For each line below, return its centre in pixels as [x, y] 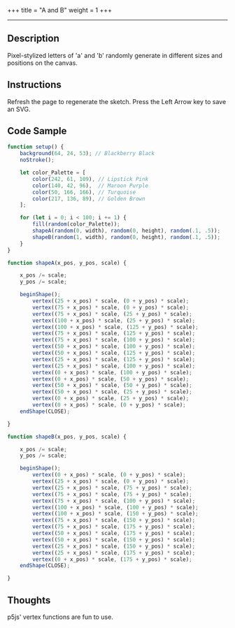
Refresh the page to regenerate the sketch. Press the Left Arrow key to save [117, 101]
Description [33, 39]
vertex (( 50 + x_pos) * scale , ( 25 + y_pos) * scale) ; [112, 392]
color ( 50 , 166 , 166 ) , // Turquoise [84, 192]
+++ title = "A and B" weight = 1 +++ [59, 10]
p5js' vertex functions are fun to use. [60, 617]
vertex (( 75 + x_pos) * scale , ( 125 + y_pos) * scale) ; [114, 334]
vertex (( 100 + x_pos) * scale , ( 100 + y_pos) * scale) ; [115, 507]
